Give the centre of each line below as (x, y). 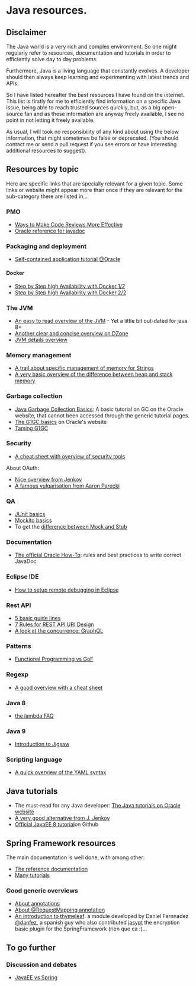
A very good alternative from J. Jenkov (62, 818)
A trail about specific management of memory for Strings (84, 368)
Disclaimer (26, 32)
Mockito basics (33, 520)
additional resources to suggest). (46, 150)
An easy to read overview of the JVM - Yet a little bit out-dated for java (101, 320)
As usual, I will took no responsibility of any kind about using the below (93, 132)
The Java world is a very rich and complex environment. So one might (91, 46)
